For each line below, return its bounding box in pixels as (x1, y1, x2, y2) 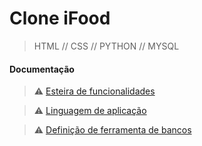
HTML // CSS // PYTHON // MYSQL (33, 40, 180, 52)
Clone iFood (9, 7, 111, 30)
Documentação (9, 63, 75, 75)
